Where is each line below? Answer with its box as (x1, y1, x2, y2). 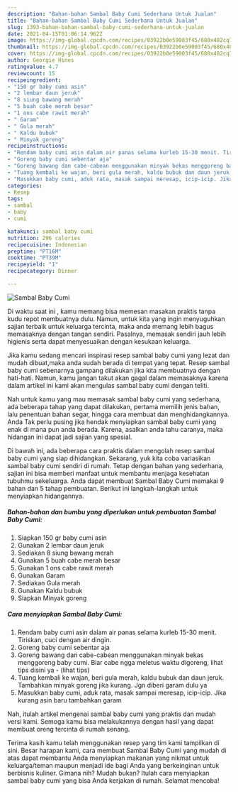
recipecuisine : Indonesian (7, 241, 87, 249)
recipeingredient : (7, 76, 62, 84)
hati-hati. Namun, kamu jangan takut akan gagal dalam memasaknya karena (7, 374, 229, 382)
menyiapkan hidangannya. (7, 492, 84, 500)
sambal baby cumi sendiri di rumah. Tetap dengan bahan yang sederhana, (7, 461, 225, 470)
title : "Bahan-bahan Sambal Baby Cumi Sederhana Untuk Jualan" (7, 17, 198, 24)
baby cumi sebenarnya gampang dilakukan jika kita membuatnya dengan (7, 366, 221, 374)
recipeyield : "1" (7, 261, 59, 268)
